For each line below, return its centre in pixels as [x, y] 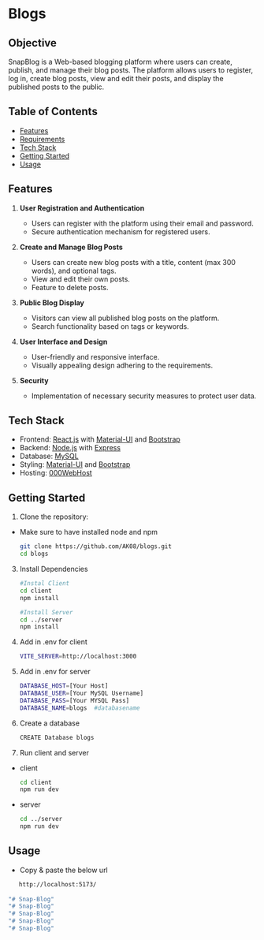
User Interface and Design [63, 341]
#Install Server [46, 612]
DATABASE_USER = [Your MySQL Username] [82, 693]
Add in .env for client [54, 642]
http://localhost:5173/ [58, 884]
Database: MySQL [49, 456]
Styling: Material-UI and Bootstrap [75, 464]
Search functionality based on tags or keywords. [110, 326]
